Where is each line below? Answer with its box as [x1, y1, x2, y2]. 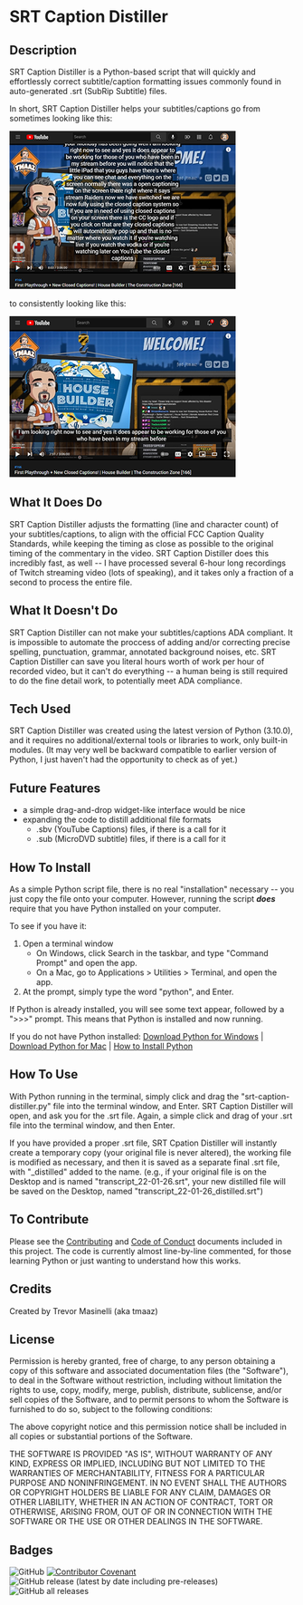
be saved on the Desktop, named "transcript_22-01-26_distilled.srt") [9, 1185, 264, 1196]
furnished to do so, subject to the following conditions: [9, 1404, 213, 1415]
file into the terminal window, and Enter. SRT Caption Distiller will [52, 1100, 294, 1111]
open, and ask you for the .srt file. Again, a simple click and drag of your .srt [9, 1110, 293, 1121]
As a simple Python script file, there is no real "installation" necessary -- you [9, 884, 295, 894]
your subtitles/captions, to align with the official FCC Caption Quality [9, 528, 265, 539]
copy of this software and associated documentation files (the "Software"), [9, 1366, 289, 1377]
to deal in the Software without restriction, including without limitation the [9, 1375, 282, 1386]
